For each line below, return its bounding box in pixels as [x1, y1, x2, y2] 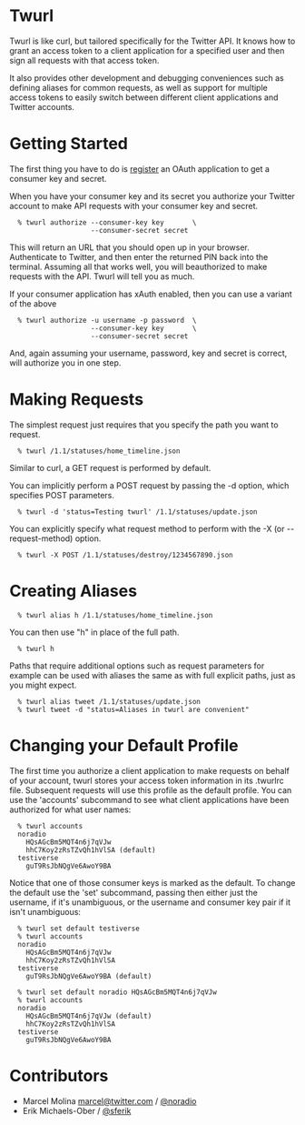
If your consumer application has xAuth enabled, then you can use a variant [9, 288, 292, 299]
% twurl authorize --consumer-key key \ [17, 217, 197, 227]
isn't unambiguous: [9, 906, 82, 917]
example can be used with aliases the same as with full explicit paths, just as [9, 669, 296, 680]
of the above [9, 297, 57, 309]
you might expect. [9, 679, 77, 690]
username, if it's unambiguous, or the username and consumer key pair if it [9, 897, 291, 908]
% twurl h [17, 644, 54, 653]
